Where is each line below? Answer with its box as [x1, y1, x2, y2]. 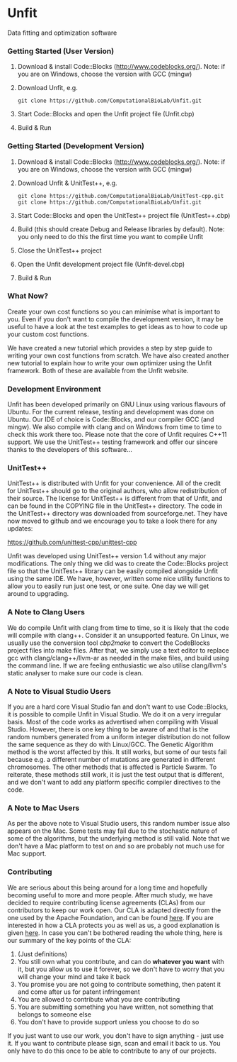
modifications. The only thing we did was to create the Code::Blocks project [7, 559, 229, 568]
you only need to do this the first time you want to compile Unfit [17, 232, 204, 240]
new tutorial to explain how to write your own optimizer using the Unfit [7, 358, 212, 367]
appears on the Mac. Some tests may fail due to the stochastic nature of [7, 826, 218, 835]
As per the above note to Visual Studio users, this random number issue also [7, 819, 231, 828]
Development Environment [7, 384, 101, 394]
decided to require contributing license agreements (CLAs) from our [7, 898, 206, 907]
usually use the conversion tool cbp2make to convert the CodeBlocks [7, 638, 210, 647]
